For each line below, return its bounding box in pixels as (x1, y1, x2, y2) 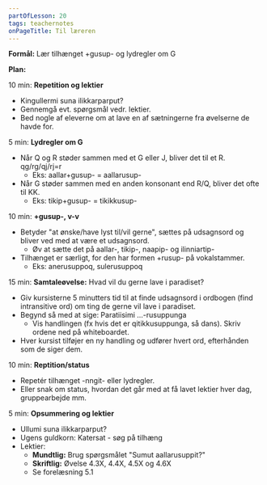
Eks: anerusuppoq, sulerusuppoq (32, 262, 143, 272)
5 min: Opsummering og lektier (8, 409, 115, 419)
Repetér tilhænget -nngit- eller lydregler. (19, 376, 155, 386)
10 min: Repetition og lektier (8, 80, 104, 90)
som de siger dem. (19, 344, 83, 354)
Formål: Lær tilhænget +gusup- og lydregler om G (8, 49, 176, 59)
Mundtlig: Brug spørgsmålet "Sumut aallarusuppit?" (32, 450, 206, 460)
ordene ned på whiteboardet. (32, 327, 129, 337)
